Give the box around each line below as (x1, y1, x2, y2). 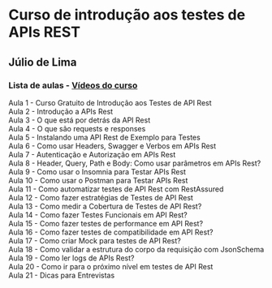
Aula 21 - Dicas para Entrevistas (8, 270, 115, 280)
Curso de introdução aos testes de (8, 6, 246, 24)
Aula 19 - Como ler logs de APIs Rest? (8, 253, 135, 263)
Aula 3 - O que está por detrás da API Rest (8, 115, 151, 125)
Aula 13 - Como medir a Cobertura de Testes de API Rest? (8, 201, 202, 211)
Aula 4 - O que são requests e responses (8, 123, 146, 133)
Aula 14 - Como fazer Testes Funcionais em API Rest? (8, 209, 188, 220)
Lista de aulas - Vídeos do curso (8, 80, 138, 91)
